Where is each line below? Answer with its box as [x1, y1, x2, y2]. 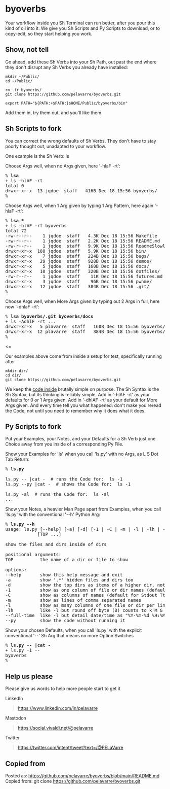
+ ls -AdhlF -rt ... [5, 318, 57, 324]
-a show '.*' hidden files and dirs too [5, 577, 134, 583]
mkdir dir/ [5, 368, 28, 373]
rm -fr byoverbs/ [5, 87, 42, 92]
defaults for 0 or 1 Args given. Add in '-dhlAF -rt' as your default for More [5, 397, 158, 403]
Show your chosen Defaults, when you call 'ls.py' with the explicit [5, 627, 142, 633]
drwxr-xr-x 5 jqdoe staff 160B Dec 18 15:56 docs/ [5, 263, 150, 269]
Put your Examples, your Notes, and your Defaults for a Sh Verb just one [5, 436, 156, 442]
